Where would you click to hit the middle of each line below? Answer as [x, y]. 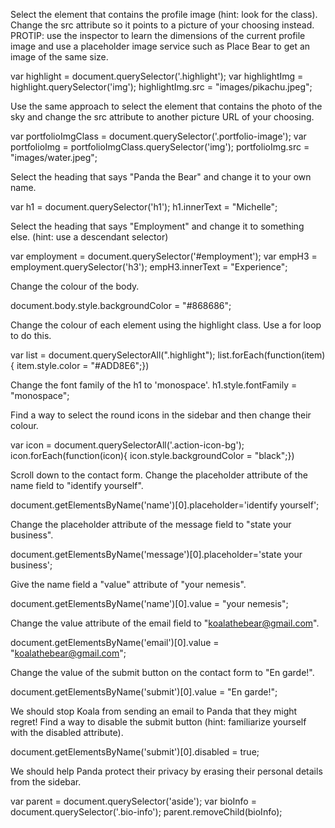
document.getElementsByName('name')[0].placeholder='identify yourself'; [165, 505]
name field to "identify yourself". [77, 485]
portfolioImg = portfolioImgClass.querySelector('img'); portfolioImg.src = [160, 147]
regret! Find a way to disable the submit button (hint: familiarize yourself [158, 722]
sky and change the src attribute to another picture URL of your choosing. [162, 117]
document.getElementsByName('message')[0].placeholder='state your [156, 554]
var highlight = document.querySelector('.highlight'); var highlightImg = [157, 76]
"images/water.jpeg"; [54, 157]
